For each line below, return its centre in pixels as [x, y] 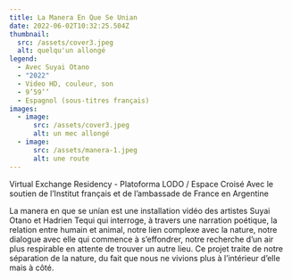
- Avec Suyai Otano [54, 68]
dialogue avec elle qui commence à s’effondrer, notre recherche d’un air [142, 239]
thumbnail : [29, 34]
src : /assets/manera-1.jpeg [85, 150]
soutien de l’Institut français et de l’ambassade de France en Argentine [139, 194]
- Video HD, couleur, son [66, 84]
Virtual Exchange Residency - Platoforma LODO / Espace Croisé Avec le [142, 184]
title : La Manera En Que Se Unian [74, 17]
